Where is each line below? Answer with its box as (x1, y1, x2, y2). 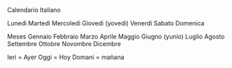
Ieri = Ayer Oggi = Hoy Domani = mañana (7, 53, 125, 61)
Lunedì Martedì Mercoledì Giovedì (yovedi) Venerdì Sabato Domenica (7, 19, 205, 27)
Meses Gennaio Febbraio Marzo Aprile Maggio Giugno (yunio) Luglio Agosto (7, 32, 225, 41)
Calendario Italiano (7, 6, 61, 14)
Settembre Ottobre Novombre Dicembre (7, 40, 121, 47)
